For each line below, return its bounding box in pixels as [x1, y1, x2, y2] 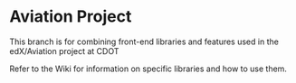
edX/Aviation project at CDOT [9, 45, 119, 56]
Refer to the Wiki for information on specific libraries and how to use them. [9, 63, 288, 74]
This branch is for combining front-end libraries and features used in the [9, 36, 279, 47]
